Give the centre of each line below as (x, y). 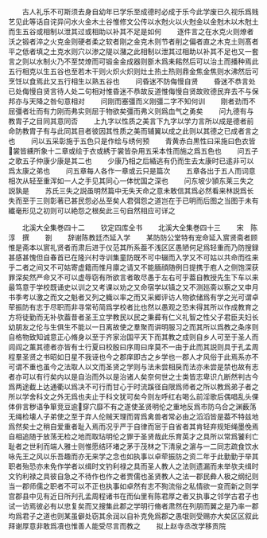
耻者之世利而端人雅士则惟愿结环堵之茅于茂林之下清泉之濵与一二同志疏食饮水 (133, 446)
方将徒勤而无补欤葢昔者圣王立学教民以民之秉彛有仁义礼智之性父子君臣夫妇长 (133, 317)
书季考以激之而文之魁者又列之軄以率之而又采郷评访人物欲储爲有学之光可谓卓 (133, 297)
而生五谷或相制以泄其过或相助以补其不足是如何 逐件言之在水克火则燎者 (131, 31)
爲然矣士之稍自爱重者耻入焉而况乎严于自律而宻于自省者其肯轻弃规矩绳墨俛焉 (133, 427)
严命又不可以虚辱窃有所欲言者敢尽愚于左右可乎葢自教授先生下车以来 (147, 277)
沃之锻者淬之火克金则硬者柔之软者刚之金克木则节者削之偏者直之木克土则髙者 (133, 41)
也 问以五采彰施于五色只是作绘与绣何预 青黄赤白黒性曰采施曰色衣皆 (132, 141)
